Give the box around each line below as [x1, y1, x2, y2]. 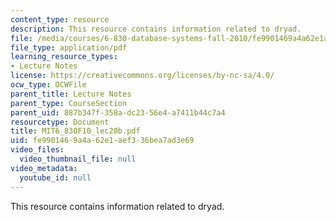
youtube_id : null [19, 172, 92, 183]
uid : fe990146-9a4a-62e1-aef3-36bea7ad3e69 [10, 136, 195, 146]
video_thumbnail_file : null [19, 154, 137, 164]
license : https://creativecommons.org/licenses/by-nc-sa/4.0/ [10, 71, 275, 81]
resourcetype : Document [10, 117, 110, 127]
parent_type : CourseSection [10, 98, 128, 108]
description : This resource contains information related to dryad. [10, 24, 302, 34]
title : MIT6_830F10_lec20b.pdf [10, 126, 141, 136]
